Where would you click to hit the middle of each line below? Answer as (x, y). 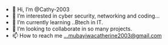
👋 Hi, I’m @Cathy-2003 (41, 9)
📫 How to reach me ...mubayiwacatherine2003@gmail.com (87, 36)
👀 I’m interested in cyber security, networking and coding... (86, 16)
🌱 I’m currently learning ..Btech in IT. (57, 22)
